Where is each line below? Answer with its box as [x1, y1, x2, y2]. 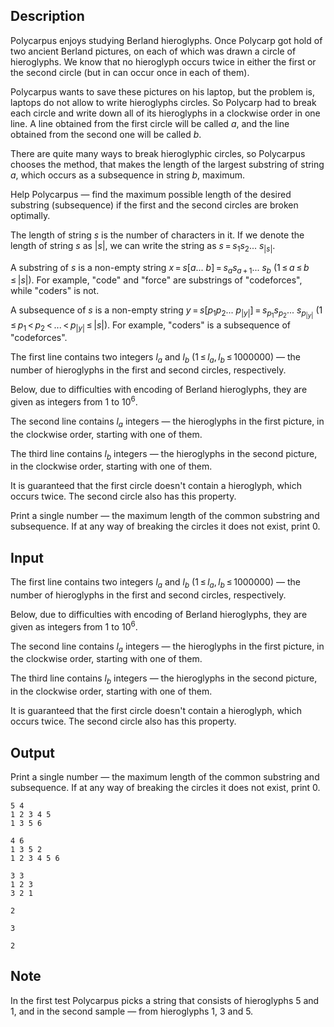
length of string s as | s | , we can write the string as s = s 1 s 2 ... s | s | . [10, 239, 276, 254]
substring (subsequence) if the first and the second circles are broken [10, 199, 299, 211]
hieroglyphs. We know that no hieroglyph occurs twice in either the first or [10, 55, 317, 68]
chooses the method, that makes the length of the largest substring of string [10, 158, 325, 170]
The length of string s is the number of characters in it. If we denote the [10, 229, 305, 241]
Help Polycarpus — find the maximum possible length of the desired [10, 188, 292, 200]
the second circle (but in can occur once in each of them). [10, 66, 250, 78]
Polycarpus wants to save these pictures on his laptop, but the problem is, [10, 85, 315, 98]
